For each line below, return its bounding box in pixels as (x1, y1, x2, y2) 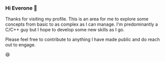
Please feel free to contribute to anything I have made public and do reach (5, 36, 160, 42)
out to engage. (5, 42, 36, 48)
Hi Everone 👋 (5, 5, 37, 12)
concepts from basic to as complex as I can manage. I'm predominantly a (5, 21, 158, 27)
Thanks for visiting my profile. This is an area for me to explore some (5, 16, 149, 22)
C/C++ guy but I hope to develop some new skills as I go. (5, 27, 125, 33)
